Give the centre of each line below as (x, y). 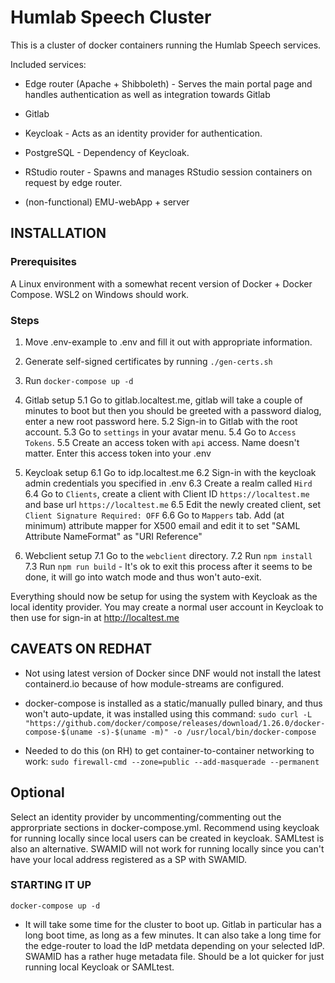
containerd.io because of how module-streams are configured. (154, 683)
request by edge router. (73, 182)
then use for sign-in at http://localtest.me (95, 617)
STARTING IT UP (51, 885)
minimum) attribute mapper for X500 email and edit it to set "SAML (162, 525)
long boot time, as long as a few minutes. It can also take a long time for (173, 935)
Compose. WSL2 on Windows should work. (100, 294)
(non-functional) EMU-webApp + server (107, 202)
